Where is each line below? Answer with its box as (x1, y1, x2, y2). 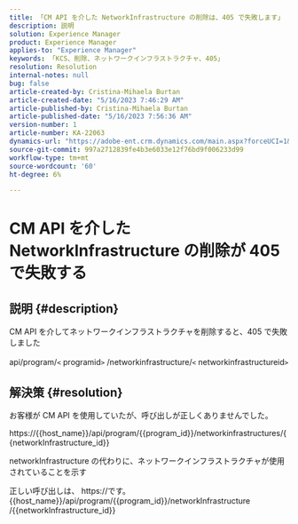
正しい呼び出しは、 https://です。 (9, 486, 131, 496)
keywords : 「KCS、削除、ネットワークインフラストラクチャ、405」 (9, 54, 224, 63)
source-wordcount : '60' (9, 162, 98, 171)
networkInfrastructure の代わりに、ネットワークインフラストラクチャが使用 (9, 456, 286, 466)
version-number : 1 (9, 121, 77, 130)
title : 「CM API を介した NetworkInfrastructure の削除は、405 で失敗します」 (9, 12, 285, 22)
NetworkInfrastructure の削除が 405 (9, 241, 281, 261)
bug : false (9, 79, 50, 88)
